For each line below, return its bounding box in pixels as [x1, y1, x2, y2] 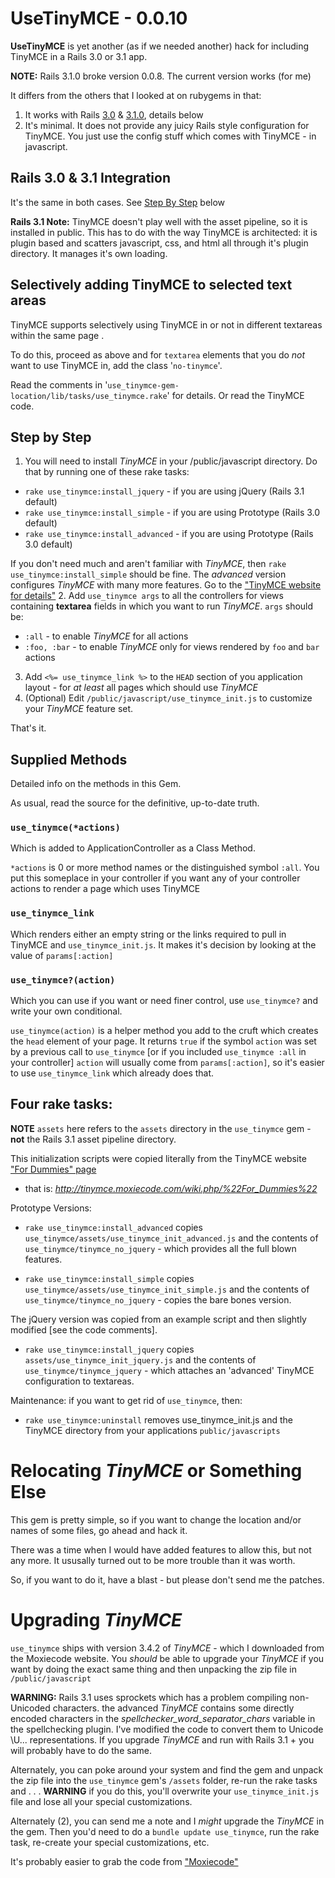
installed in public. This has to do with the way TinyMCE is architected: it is [10, 226, 318, 238]
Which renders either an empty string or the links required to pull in [10, 928, 287, 940]
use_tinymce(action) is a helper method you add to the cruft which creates [10, 1025, 319, 1037]
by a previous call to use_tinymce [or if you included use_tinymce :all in [10, 1046, 307, 1058]
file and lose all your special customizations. [10, 1795, 193, 1807]
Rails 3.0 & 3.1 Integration [10, 170, 172, 187]
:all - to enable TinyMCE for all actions [24, 630, 189, 642]
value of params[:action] [10, 949, 114, 961]
